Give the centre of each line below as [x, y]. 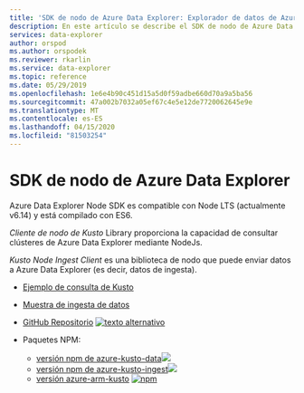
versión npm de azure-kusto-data [99, 358]
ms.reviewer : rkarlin [50, 60]
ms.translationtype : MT [54, 110]
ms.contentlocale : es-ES [56, 119]
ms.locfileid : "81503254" [58, 136]
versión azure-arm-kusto [82, 379]
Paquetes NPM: [52, 340]
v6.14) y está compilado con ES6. [71, 215]
